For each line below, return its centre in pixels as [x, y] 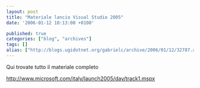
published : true [26, 33]
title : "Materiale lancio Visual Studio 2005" [65, 17]
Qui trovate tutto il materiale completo [52, 67]
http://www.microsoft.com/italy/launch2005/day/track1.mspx [81, 78]
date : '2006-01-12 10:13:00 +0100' [50, 23]
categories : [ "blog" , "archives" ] [49, 39]
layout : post [22, 12]
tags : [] [17, 45]
